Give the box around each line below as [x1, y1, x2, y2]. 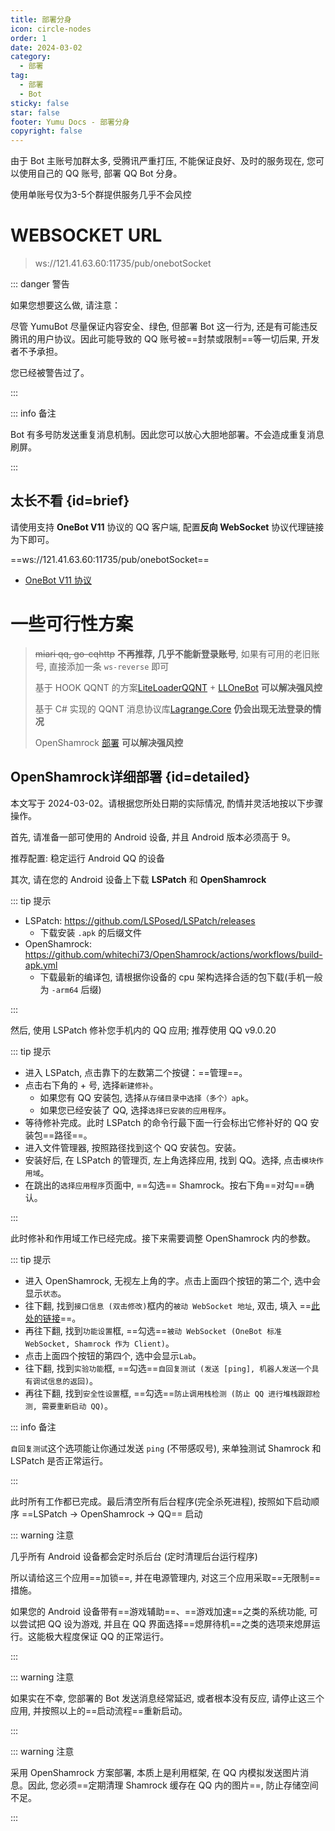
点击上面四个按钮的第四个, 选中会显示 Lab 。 [24, 1349, 202, 1361]
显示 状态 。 [24, 1287, 67, 1299]
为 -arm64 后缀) [39, 983, 102, 995]
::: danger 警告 [10, 278, 70, 290]
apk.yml [24, 959, 58, 971]
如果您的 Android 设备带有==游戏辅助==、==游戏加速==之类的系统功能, [10, 1605, 307, 1617]
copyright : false [10, 126, 83, 136]
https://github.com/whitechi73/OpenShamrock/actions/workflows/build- [24, 948, 323, 960]
